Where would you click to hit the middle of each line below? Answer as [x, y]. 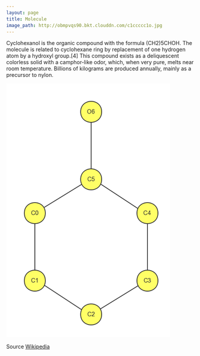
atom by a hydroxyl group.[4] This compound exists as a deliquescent [92, 56]
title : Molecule [26, 19]
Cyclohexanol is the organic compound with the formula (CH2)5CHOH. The [99, 43]
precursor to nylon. [30, 75]
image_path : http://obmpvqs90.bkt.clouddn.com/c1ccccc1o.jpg [84, 25]
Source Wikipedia [28, 347]
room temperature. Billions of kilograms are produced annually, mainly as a [99, 68]
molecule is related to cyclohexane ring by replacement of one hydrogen [96, 50]
